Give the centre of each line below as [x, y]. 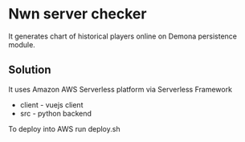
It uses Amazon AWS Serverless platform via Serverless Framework [120, 89]
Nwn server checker [78, 14]
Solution [30, 70]
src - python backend [56, 113]
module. [22, 44]
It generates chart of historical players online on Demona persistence [123, 36]
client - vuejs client [51, 104]
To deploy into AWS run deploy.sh [64, 128]
